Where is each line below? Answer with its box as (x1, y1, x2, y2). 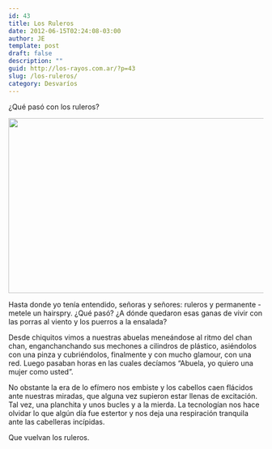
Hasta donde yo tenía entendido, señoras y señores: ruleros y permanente (8, 299, 257, 309)
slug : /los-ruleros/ (8, 72, 79, 80)
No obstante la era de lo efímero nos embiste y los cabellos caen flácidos (8, 382, 253, 392)
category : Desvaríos (8, 79, 79, 87)
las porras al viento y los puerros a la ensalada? (8, 316, 168, 326)
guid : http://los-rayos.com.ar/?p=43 (8, 65, 136, 73)
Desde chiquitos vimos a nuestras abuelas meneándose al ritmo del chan (8, 333, 253, 342)
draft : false (8, 49, 53, 57)
